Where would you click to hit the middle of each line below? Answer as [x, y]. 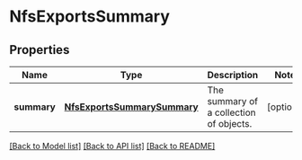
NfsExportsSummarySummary [132, 107]
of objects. [230, 124]
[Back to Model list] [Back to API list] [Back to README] [112, 146]
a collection [231, 112]
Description [233, 75]
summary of [233, 101]
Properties [40, 50]
